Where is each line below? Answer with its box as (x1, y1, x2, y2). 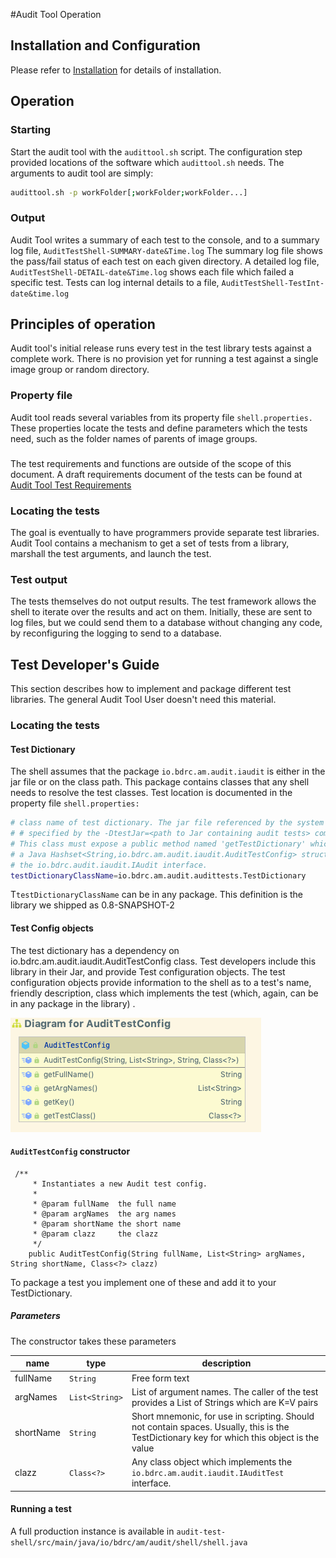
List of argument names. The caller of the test (131, 1385, 319, 1398)
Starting (10, 123, 52, 137)
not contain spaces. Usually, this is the (131, 1421, 290, 1433)
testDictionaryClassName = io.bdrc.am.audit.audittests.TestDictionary (10, 870, 307, 881)
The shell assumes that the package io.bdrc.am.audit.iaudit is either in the (10, 765, 326, 778)
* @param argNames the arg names (32, 1209, 177, 1219)
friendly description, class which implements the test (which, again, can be (10, 987, 319, 999)
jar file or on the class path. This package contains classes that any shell (10, 776, 310, 788)
